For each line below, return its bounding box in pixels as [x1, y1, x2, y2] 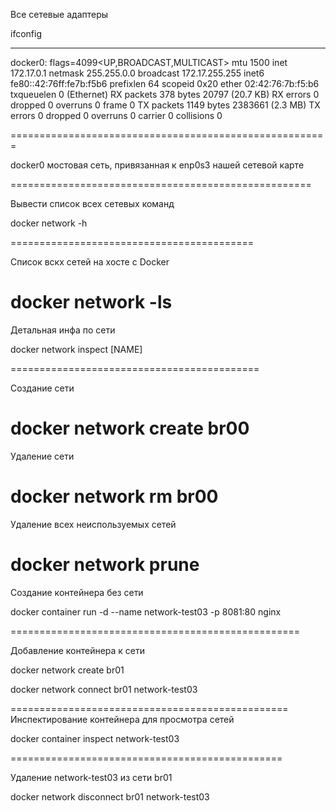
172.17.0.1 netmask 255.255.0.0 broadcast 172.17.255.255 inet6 [10, 67, 265, 79]
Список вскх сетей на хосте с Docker [10, 256, 170, 268]
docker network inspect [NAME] [10, 343, 143, 355]
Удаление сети [10, 450, 75, 462]
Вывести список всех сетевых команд [10, 198, 175, 209]
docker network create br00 [10, 417, 250, 440]
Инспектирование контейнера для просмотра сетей [10, 713, 235, 725]
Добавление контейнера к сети [10, 644, 146, 656]
